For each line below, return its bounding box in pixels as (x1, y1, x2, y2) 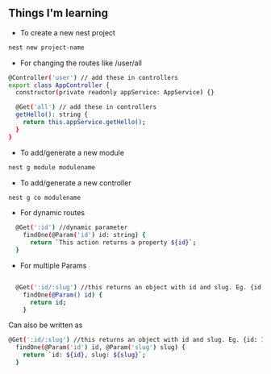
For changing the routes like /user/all (19, 58, 143, 68)
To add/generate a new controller (19, 177, 131, 188)
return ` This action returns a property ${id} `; (29, 239, 197, 247)
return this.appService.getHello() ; (23, 118, 147, 127)
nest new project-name (8, 44, 85, 52)
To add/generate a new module (19, 148, 125, 157)
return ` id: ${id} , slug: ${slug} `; (23, 351, 147, 359)
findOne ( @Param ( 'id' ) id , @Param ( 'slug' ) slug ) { (15, 343, 186, 351)
